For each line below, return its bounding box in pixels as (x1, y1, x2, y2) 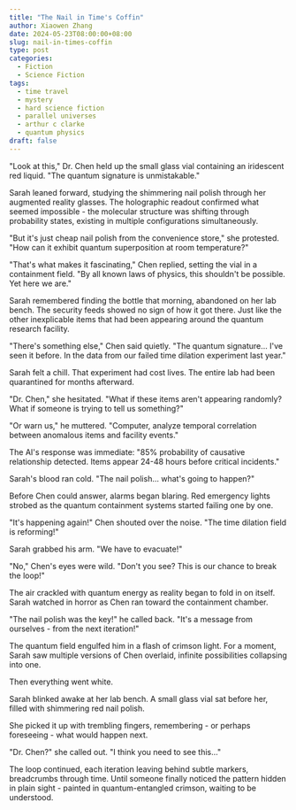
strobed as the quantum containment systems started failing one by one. (9, 499, 274, 510)
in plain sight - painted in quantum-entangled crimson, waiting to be (9, 783, 256, 793)
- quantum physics (17, 128, 86, 137)
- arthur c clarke (17, 120, 86, 129)
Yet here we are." (9, 278, 72, 289)
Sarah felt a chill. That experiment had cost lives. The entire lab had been (9, 366, 276, 377)
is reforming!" (9, 526, 59, 536)
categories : (9, 54, 53, 63)
